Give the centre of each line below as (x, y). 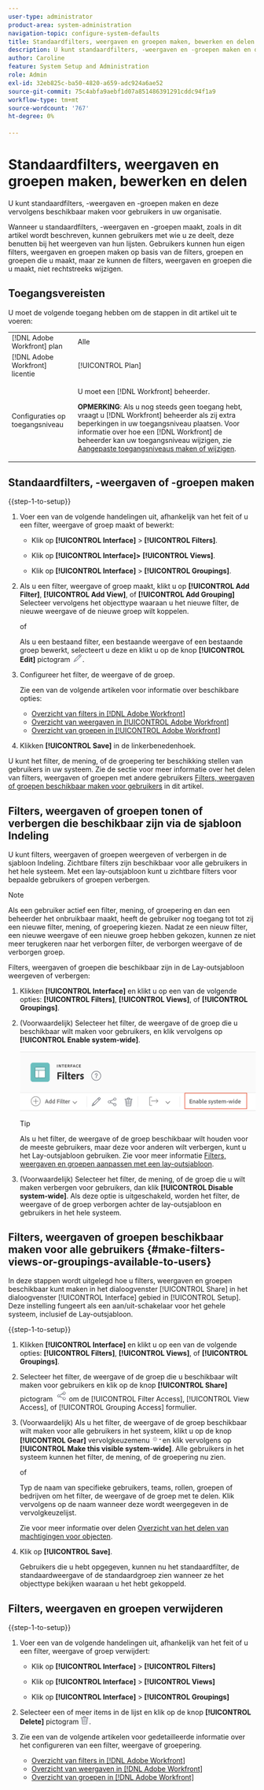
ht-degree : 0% (31, 117)
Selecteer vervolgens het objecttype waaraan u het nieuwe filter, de (129, 603)
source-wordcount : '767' (49, 108)
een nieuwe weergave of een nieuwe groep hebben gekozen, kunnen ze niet (132, 936)
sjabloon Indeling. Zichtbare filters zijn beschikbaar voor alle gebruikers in (128, 863)
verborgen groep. (37, 952)
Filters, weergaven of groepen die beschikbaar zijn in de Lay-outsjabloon (126, 968)
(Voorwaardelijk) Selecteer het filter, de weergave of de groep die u (128, 1023)
